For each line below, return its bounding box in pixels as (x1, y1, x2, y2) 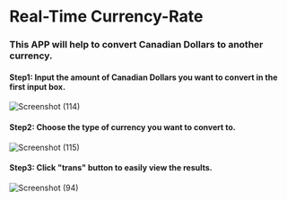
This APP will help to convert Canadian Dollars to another (9, 39, 264, 51)
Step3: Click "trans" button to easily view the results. (9, 162, 213, 173)
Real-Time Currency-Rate (9, 6, 204, 27)
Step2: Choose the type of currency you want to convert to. (9, 121, 236, 132)
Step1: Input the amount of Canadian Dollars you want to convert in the (9, 72, 278, 83)
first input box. (9, 81, 65, 92)
